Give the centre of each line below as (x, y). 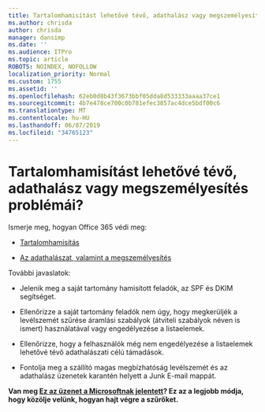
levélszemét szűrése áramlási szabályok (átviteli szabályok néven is (130, 320)
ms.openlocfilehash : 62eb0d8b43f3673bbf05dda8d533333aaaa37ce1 (114, 96)
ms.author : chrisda (40, 23)
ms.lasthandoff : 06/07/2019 (54, 125)
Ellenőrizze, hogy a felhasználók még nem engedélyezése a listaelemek (136, 343)
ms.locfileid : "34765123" (50, 132)
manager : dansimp (37, 37)
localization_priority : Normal (60, 74)
